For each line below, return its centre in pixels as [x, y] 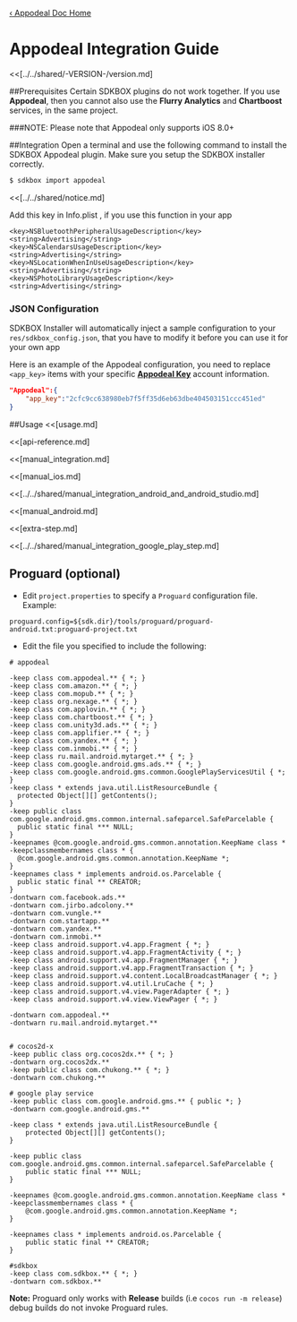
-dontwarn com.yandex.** [55, 929]
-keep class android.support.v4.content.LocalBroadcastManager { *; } [144, 975]
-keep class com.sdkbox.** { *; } [74, 1274]
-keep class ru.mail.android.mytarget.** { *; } [102, 756]
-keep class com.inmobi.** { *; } [74, 748]
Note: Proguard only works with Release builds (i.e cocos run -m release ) [146, 1298]
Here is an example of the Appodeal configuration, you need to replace [140, 365]
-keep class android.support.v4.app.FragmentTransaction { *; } [132, 968]
